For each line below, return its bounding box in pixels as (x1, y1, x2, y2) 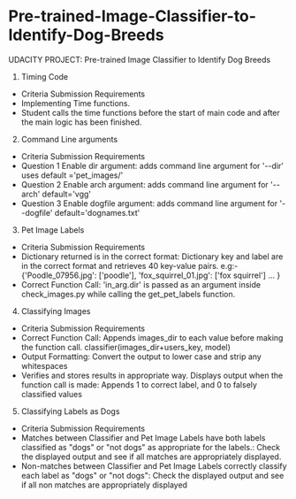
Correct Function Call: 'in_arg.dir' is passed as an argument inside (20, 279, 262, 289)
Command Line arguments (20, 134, 118, 144)
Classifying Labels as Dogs (20, 405, 120, 417)
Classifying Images (20, 305, 91, 316)
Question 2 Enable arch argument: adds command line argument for (20, 179, 269, 189)
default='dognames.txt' (54, 207, 140, 218)
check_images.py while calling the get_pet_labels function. (20, 288, 236, 299)
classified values (20, 388, 83, 399)
